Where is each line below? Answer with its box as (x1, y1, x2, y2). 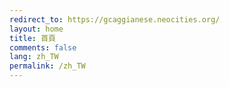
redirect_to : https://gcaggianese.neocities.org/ (9, 14, 221, 25)
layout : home (9, 24, 64, 34)
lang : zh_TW (9, 52, 59, 62)
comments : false (9, 42, 77, 53)
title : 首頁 (9, 33, 56, 43)
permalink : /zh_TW (9, 61, 86, 71)
